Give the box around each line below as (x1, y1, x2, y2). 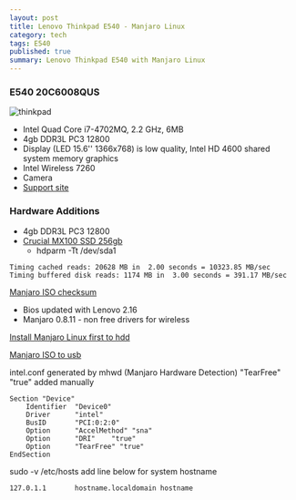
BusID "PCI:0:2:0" (26, 418, 120, 427)
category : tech (9, 30, 67, 39)
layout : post (9, 13, 59, 23)
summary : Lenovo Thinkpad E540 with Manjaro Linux (9, 56, 206, 65)
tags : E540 (9, 38, 51, 48)
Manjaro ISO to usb (9, 349, 82, 360)
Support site (22, 182, 69, 193)
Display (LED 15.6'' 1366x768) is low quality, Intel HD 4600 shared (22, 143, 270, 155)
